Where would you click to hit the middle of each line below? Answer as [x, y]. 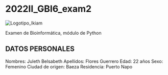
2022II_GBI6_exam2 [49, 9]
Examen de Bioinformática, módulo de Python [53, 33]
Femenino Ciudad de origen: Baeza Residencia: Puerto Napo [69, 66]
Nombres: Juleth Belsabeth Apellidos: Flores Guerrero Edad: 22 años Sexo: [84, 61]
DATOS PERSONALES [40, 49]
